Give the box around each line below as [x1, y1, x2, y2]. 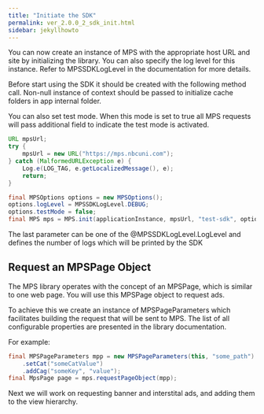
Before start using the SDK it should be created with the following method [8, 79, 247, 89]
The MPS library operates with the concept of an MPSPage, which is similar [8, 281, 253, 291]
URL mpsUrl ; [8, 135, 47, 143]
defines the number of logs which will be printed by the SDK [8, 238, 203, 247]
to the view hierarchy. [8, 397, 79, 406]
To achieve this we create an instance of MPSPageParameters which [8, 305, 231, 315]
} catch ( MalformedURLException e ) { [8, 157, 132, 165]
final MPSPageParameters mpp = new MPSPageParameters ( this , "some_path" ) [8, 352, 255, 360]
